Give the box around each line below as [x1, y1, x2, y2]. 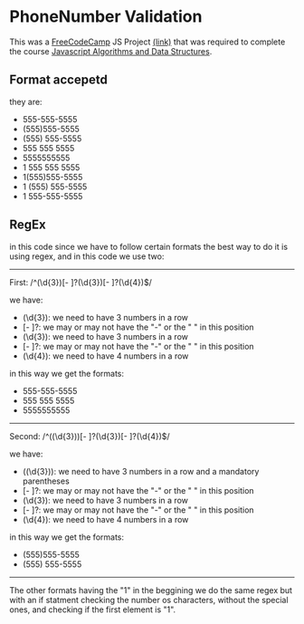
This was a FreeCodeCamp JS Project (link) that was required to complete [9, 36, 286, 47]
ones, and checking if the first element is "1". [9, 604, 176, 615]
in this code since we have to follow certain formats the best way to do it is [9, 241, 288, 252]
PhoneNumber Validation [9, 6, 203, 27]
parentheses [22, 475, 70, 486]
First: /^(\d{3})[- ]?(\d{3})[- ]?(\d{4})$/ [9, 276, 152, 287]
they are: [9, 96, 43, 107]
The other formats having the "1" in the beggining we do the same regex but [9, 584, 292, 595]
